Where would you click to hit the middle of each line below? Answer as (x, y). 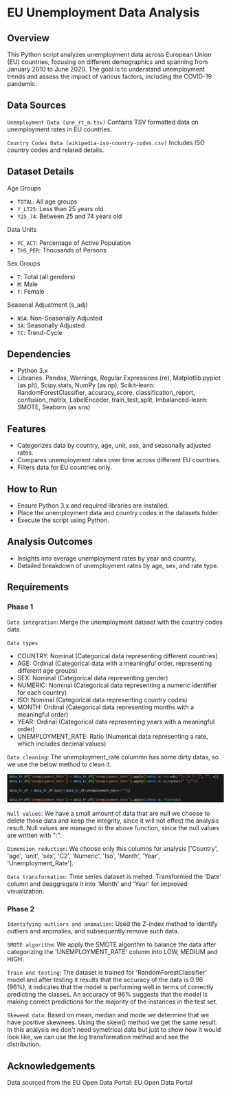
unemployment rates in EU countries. (59, 129)
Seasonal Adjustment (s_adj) (47, 305)
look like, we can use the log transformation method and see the (98, 1037)
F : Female (31, 291)
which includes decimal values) (62, 744)
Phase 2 (21, 909)
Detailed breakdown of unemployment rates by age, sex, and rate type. (118, 565)
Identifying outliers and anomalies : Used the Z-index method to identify (112, 924)
